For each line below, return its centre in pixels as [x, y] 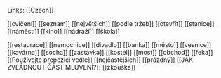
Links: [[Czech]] [31, 10]
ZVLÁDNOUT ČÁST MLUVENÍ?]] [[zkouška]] [72, 67]
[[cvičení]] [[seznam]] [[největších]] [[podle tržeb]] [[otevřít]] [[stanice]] [111, 24]
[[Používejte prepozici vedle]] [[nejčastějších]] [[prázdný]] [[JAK [100, 60]
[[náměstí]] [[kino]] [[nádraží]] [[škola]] [64, 31]
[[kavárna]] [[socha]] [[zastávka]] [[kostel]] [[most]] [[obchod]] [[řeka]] [110, 52]
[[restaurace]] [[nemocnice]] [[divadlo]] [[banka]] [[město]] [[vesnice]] [109, 45]
